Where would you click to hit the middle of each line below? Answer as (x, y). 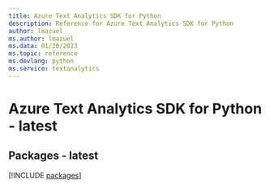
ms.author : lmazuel (41, 38)
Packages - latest (54, 156)
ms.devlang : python (41, 62)
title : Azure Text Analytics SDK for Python (85, 16)
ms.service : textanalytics (54, 69)
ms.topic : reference (43, 53)
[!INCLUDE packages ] (45, 175)
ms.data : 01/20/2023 (43, 46)
